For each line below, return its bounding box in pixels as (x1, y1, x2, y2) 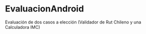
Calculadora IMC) (5, 24, 40, 30)
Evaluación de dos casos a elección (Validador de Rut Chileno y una (5, 19, 142, 25)
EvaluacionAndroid (5, 3, 84, 14)
